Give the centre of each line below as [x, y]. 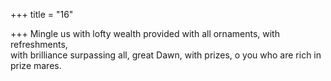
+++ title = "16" [42, 14]
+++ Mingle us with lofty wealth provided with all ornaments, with [145, 33]
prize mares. [36, 65]
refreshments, [39, 44]
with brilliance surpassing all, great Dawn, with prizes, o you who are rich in [166, 55]
